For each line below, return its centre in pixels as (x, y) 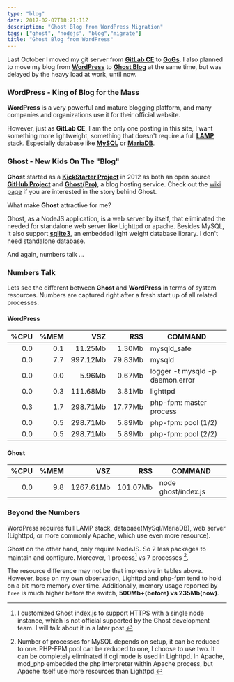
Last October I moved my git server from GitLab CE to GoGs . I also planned (115, 59)
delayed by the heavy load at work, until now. (72, 75)
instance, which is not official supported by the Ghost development (114, 621)
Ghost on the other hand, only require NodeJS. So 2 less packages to (107, 549)
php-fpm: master (179, 403)
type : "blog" (26, 14)
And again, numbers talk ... (46, 254)
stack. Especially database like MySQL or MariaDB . (81, 143)
